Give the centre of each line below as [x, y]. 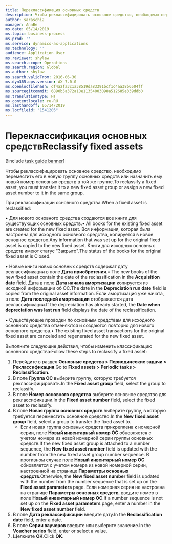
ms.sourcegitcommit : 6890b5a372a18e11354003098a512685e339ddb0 [74, 91]
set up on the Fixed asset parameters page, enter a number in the [90, 503]
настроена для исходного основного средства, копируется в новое [79, 234]
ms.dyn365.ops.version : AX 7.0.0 [41, 82]
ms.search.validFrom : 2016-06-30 [41, 77]
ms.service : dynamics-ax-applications [47, 44]
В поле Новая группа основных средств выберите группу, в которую [89, 410]
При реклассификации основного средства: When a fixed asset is [76, 202]
